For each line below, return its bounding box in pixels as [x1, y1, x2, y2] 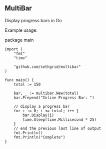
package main [4, 37, 34, 43]
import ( [4, 46, 23, 52]
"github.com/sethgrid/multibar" [13, 64, 81, 69]
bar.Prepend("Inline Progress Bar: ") [13, 95, 94, 100]
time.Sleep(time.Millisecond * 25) [22, 117, 97, 122]
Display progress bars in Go [4, 17, 62, 23]
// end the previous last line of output [13, 126, 101, 131]
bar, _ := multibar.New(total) [13, 91, 79, 96]
